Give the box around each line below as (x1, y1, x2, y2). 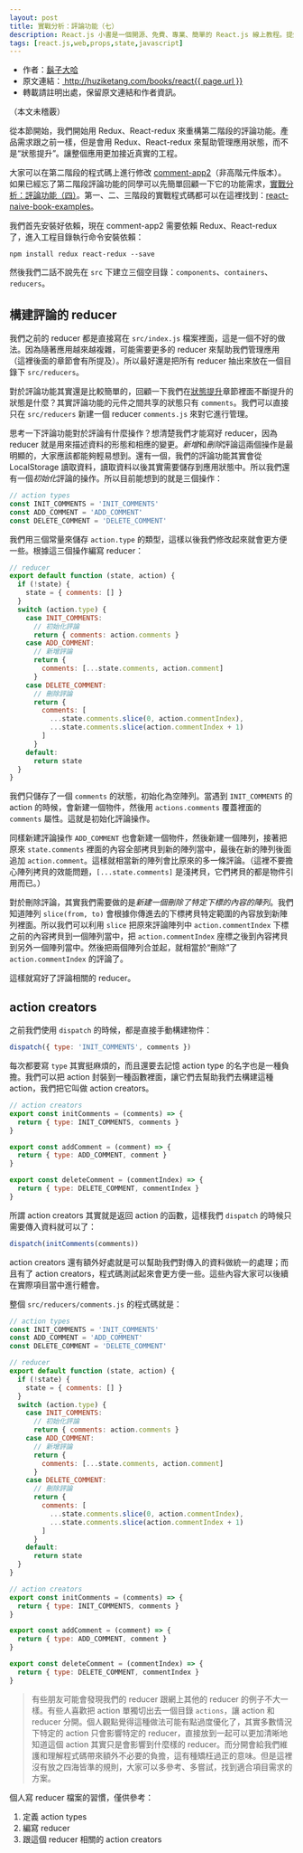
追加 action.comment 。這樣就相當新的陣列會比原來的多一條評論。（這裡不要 (9, 856, 286, 866)
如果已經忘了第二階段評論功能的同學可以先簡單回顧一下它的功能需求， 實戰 (9, 178, 286, 190)
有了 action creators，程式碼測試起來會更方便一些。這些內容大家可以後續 (16, 1268, 289, 1279)
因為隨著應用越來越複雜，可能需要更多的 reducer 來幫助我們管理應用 (24, 345, 280, 355)
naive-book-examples (9, 201, 91, 213)
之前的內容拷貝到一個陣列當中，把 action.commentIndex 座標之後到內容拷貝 (9, 931, 289, 941)
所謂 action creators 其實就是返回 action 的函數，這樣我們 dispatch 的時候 (9, 1209, 284, 1221)
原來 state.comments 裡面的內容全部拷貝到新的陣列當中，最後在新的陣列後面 (9, 844, 292, 855)
